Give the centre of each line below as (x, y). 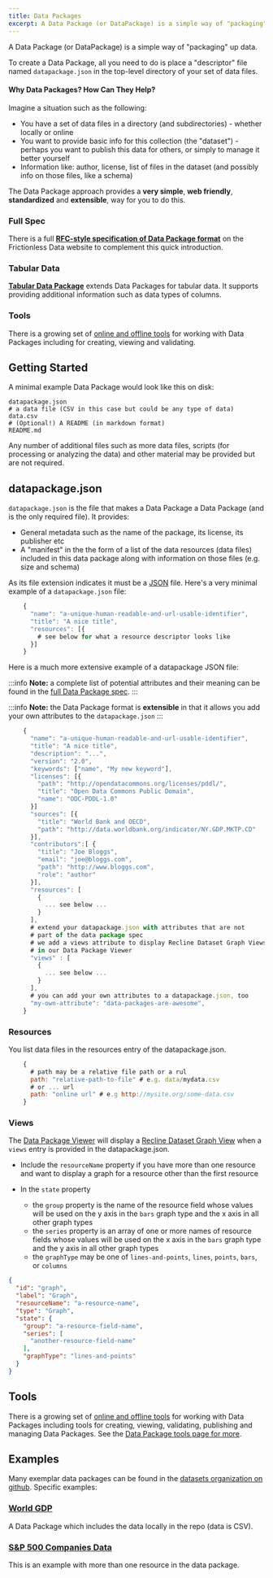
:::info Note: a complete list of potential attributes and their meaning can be (134, 683)
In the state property (55, 1189)
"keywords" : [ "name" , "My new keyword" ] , (101, 769)
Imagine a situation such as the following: (78, 107)
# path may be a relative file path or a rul (108, 1072)
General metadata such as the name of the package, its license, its (132, 533)
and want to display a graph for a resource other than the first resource (139, 1174)
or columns (50, 1266)
